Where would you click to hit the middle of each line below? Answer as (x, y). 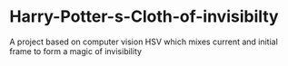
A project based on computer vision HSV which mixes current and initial (144, 42)
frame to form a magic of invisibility (76, 51)
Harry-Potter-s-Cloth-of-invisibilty (144, 17)
